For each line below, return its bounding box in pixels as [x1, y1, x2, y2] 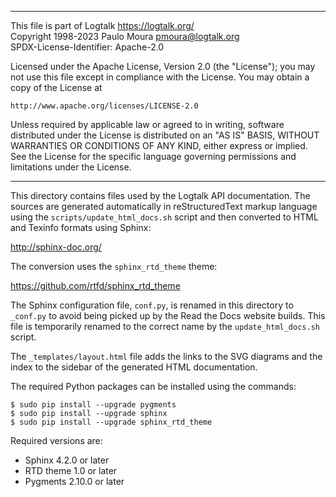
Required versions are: [10, 435, 103, 446]
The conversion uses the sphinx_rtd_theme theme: [10, 261, 218, 272]
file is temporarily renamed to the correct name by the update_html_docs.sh [10, 321, 320, 332]
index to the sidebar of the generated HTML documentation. [10, 361, 258, 373]
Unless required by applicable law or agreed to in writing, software [10, 119, 285, 130]
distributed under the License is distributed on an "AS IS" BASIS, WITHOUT [10, 129, 320, 141]
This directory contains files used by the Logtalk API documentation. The [10, 190, 311, 201]
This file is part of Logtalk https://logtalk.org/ [10, 20, 195, 31]
